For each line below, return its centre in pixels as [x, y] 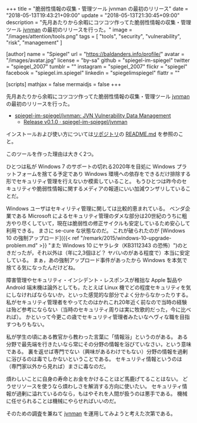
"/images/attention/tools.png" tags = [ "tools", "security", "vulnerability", [94, 36]
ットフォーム [21, 174]
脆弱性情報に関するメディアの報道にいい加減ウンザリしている [111, 188]
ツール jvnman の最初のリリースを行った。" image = [69, 29]
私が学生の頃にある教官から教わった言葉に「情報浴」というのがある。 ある [97, 337]
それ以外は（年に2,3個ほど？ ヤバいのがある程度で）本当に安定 [113, 253]
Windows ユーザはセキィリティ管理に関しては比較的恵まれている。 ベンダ [96, 209]
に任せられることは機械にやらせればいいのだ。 [63, 401]
